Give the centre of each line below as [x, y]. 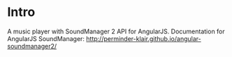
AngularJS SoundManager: [46, 38]
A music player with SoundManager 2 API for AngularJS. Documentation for [116, 31]
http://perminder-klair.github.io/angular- [144, 38]
